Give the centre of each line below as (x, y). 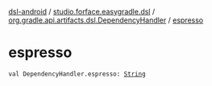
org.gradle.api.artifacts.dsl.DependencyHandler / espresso (106, 20)
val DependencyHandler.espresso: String (77, 74)
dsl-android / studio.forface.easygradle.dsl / (82, 12)
